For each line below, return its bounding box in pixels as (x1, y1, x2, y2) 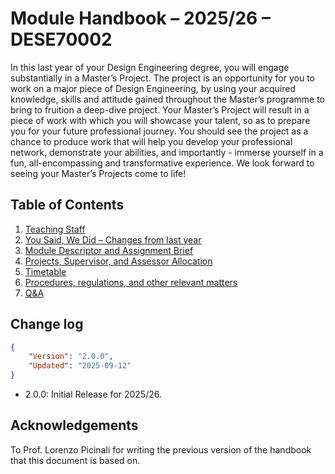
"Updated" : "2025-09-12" (28, 361, 132, 371)
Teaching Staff (24, 223, 86, 235)
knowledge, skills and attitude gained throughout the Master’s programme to (10, 93, 326, 105)
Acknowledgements (10, 417, 139, 434)
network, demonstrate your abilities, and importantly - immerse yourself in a (10, 146, 324, 158)
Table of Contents (10, 197, 125, 214)
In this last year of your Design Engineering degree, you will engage (10, 61, 290, 73)
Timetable (24, 265, 67, 277)
